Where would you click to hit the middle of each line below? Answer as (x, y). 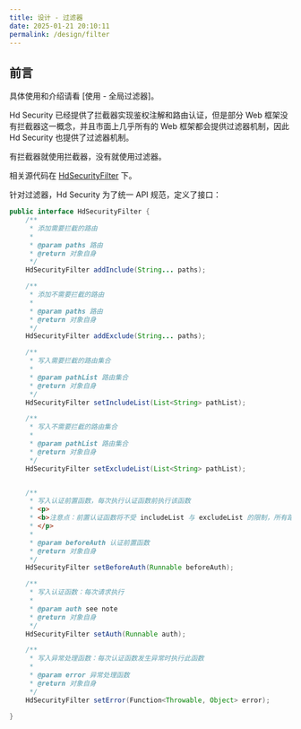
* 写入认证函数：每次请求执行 (77, 593)
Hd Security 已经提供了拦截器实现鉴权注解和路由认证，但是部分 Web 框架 (145, 115)
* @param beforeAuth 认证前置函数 (90, 542)
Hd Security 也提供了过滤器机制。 (72, 138)
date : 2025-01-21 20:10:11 (60, 26)
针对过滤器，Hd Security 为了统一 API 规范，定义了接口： (116, 195)
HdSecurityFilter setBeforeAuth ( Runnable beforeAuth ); (130, 568)
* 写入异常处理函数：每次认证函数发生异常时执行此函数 (116, 659)
